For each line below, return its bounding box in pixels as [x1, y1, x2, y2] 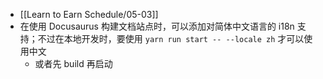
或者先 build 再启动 [34, 58, 113, 69]
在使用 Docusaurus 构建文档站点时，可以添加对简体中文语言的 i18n [19, 20, 295, 32]
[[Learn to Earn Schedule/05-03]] [19, 9, 159, 20]
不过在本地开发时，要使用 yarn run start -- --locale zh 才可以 [37, 33, 305, 44]
